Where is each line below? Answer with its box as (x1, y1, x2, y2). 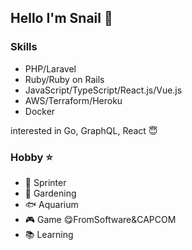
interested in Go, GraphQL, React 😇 (10, 124, 158, 136)
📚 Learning (24, 228, 74, 240)
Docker (24, 105, 56, 117)
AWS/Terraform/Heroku (24, 94, 123, 106)
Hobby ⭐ (10, 150, 53, 164)
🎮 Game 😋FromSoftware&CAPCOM (24, 213, 177, 225)
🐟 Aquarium (24, 198, 79, 210)
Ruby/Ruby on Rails (24, 73, 105, 85)
